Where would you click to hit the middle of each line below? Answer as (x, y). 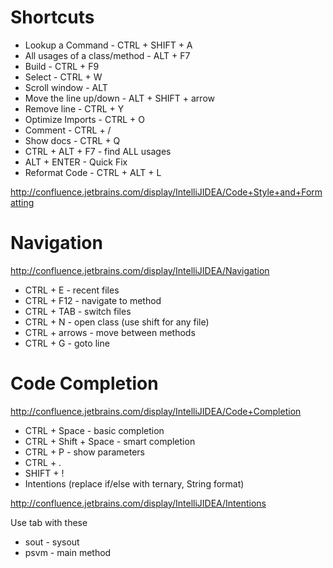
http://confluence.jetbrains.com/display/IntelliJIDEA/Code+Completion (156, 411)
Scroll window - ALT (66, 87)
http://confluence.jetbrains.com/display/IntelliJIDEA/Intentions (138, 503)
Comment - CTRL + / (68, 130)
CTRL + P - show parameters (84, 452)
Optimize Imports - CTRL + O (84, 119)
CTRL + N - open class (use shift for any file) (117, 322)
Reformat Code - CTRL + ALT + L (93, 172)
